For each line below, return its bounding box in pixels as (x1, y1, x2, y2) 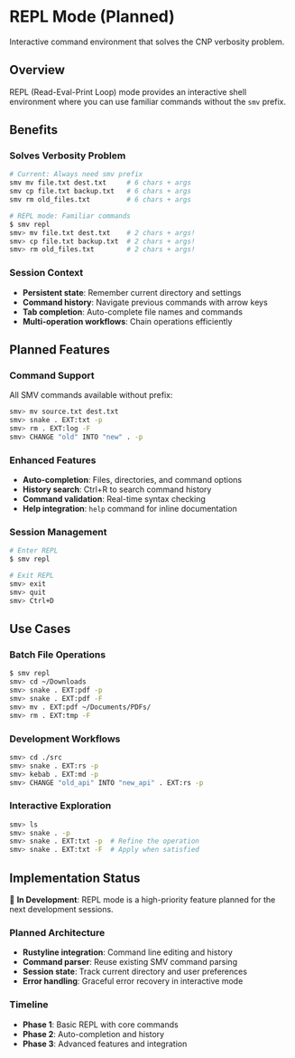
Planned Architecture (9, 926, 106, 939)
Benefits (9, 122, 59, 137)
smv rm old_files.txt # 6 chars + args (9, 195, 192, 204)
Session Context (9, 267, 84, 279)
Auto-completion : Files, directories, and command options (22, 475, 242, 486)
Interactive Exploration (9, 799, 112, 812)
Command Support (9, 369, 95, 382)
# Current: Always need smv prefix (9, 170, 143, 179)
